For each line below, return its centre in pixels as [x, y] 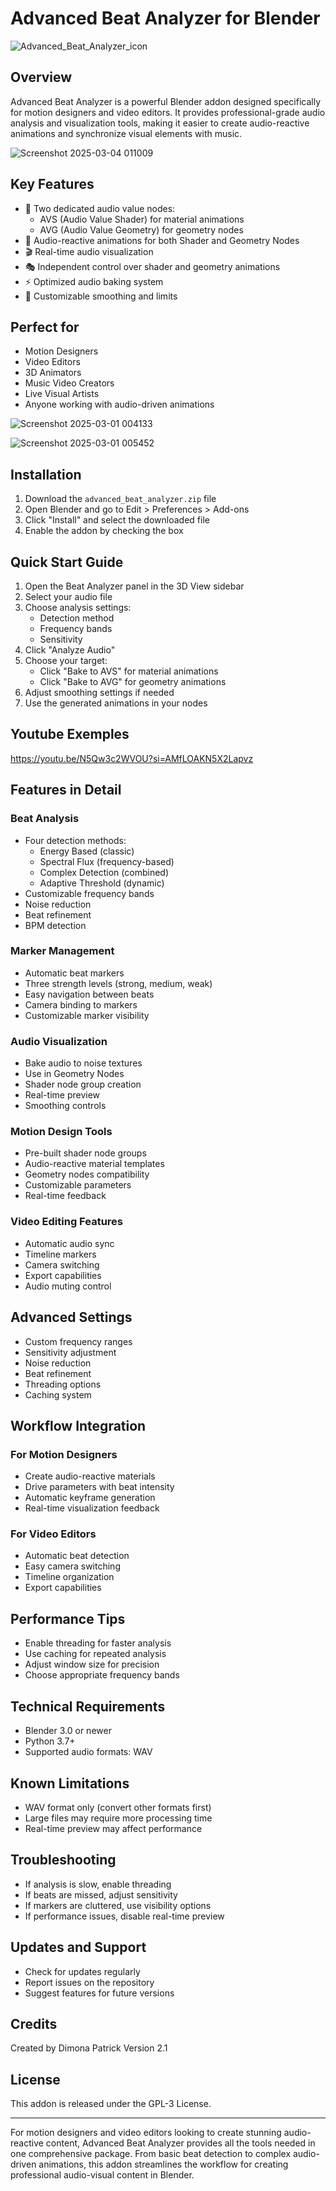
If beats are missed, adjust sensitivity [101, 1894]
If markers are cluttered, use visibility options [118, 1905]
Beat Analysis [45, 819]
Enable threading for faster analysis [98, 1643]
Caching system [58, 1394]
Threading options [63, 1384]
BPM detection [55, 925]
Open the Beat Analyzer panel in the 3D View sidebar [134, 586]
